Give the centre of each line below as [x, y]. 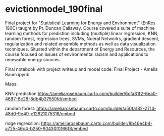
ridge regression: [23, 123]
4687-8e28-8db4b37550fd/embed [41, 99]
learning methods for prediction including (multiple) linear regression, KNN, [82, 33]
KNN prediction [21, 93]
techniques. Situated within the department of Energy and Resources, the [80, 49]
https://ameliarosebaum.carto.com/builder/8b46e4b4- [97, 123]
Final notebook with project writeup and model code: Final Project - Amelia [81, 69]
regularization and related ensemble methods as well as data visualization [81, 44]
